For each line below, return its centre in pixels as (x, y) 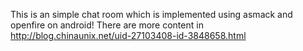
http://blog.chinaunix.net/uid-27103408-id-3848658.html (128, 35)
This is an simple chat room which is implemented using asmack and (151, 14)
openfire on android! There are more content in (107, 25)
